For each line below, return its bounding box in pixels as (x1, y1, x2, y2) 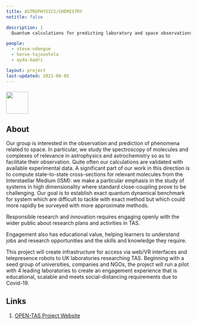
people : (6, 40, 25, 47)
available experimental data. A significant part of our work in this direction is (6, 165, 190, 172)
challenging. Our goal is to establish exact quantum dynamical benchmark (6, 189, 185, 196)
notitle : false (6, 14, 43, 20)
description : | (6, 25, 43, 30)
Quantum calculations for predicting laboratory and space (11, 30, 159, 36)
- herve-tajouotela (11, 52, 59, 57)
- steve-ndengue (11, 46, 51, 52)
